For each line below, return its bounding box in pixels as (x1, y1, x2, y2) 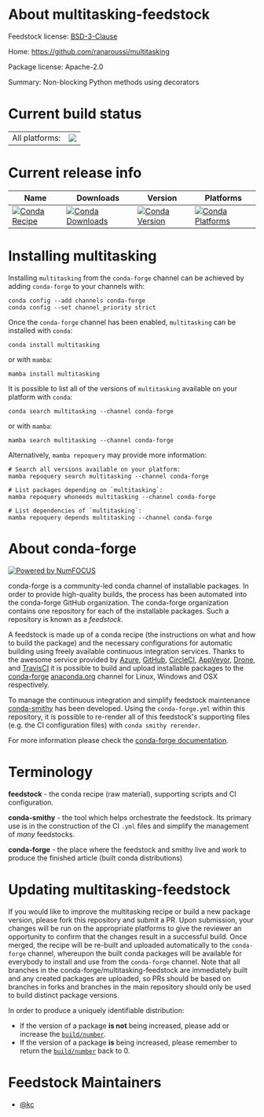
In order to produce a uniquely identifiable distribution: (8, 1005, 185, 1015)
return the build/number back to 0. (19, 1045, 130, 1056)
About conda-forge (8, 539, 137, 557)
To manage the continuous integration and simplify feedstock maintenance (8, 695, 251, 705)
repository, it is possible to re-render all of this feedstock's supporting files (8, 712, 250, 721)
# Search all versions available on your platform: (8, 465, 181, 473)
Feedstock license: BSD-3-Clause (8, 31, 118, 41)
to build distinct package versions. (8, 990, 119, 1000)
